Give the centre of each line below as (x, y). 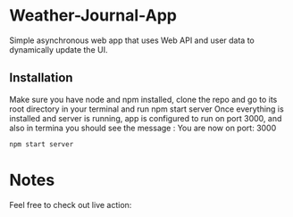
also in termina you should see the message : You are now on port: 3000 (143, 128)
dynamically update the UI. (59, 49)
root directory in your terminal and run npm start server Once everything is (146, 109)
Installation (41, 78)
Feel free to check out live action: (71, 204)
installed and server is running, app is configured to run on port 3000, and (146, 118)
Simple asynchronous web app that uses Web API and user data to (132, 40)
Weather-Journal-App (93, 16)
